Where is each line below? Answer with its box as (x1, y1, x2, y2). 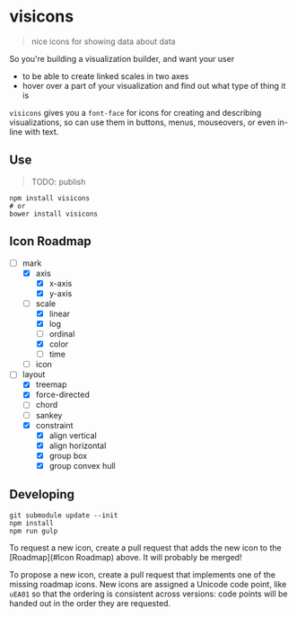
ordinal (48, 329, 75, 339)
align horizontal (48, 440, 107, 451)
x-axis (48, 278, 73, 288)
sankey (35, 410, 63, 420)
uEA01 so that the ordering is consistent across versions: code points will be (9, 588, 288, 599)
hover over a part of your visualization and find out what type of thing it (22, 80, 286, 91)
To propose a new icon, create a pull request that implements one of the (9, 569, 276, 580)
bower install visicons (9, 209, 99, 218)
